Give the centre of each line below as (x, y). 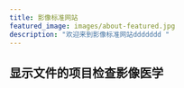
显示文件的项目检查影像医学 (87, 73)
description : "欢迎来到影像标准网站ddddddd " (89, 34)
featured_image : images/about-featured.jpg (92, 26)
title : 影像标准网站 (44, 18)
